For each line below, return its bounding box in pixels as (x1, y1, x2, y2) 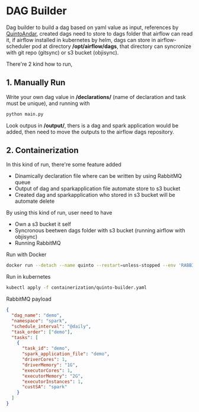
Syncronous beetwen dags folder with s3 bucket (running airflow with (14, 227, 185, 234)
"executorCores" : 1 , (21, 368, 73, 373)
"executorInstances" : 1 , (21, 378, 84, 385)
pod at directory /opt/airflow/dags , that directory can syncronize (31, 43, 191, 50)
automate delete (14, 197, 55, 205)
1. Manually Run (6, 78, 66, 88)
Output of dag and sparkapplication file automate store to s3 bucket (14, 185, 181, 192)
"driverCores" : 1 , (21, 357, 68, 363)
